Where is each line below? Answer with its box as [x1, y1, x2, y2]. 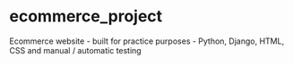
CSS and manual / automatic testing [9, 45, 142, 55]
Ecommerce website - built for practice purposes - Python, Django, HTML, [9, 36, 285, 46]
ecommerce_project [9, 6, 163, 27]
